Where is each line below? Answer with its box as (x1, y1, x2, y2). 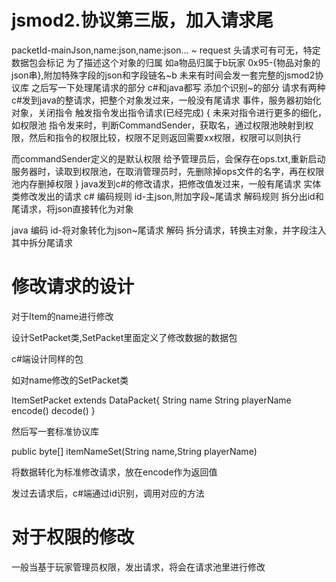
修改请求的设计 (11, 276, 135, 298)
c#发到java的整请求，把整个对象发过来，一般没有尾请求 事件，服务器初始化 (11, 94, 322, 106)
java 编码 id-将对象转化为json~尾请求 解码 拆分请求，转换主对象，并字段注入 (11, 224, 327, 236)
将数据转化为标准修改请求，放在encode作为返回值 (11, 466, 218, 478)
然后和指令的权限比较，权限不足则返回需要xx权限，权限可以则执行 (28, 131, 302, 143)
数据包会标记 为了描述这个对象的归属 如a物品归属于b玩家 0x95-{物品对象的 (11, 56, 321, 68)
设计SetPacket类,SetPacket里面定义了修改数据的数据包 (11, 331, 238, 343)
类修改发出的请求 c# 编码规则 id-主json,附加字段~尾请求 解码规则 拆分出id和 (11, 190, 324, 202)
